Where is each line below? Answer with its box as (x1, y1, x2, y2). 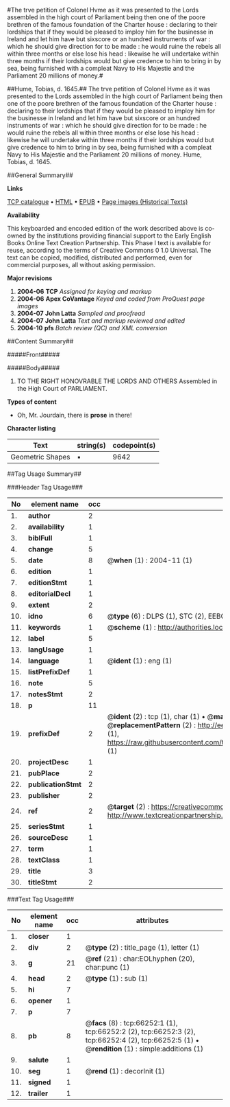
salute (28, 1055, 49, 1064)
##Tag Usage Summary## (7, 470, 82, 478)
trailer (28, 1088, 49, 1098)
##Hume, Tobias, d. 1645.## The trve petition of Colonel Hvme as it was (7, 85, 211, 93)
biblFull (28, 534, 53, 543)
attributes (136, 916, 169, 925)
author (28, 511, 51, 521)
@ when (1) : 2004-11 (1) (107, 556, 193, 565)
